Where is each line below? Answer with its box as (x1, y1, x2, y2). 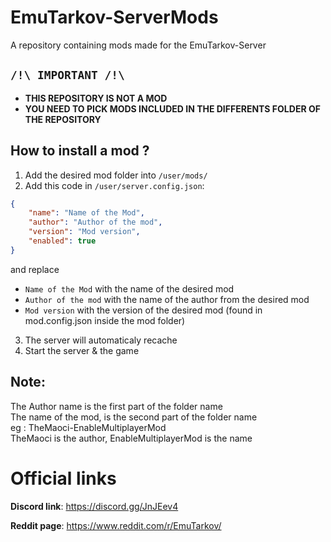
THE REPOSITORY (24, 113, 102, 125)
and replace (10, 263, 60, 275)
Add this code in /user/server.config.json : (24, 179, 205, 191)
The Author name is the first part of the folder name (10, 400, 223, 412)
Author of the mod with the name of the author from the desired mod (24, 293, 310, 305)
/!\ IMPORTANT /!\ (10, 68, 125, 83)
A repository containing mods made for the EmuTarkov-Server (10, 39, 267, 51)
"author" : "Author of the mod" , (28, 217, 163, 228)
